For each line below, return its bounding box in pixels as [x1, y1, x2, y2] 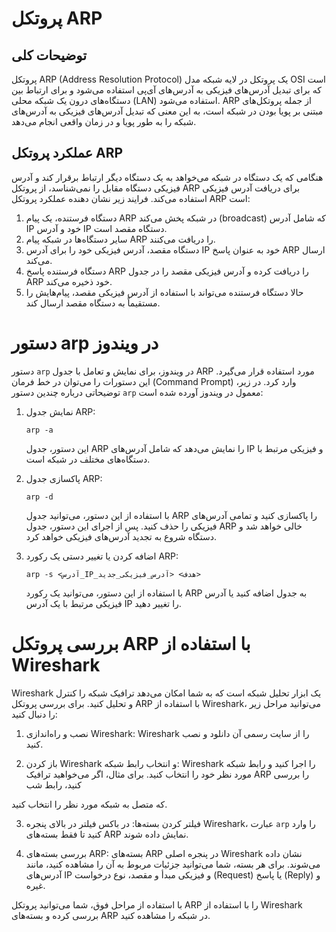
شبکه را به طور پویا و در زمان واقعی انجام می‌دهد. [11, 116, 197, 127]
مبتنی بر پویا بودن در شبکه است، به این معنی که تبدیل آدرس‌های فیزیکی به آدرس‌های [11, 105, 324, 117]
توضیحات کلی [11, 47, 88, 64]
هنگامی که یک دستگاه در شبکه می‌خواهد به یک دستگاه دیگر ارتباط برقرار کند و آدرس [11, 171, 324, 183]
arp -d [25, 492, 54, 502]
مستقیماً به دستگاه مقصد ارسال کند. [25, 297, 161, 309]
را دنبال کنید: [11, 708, 58, 720]
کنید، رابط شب [25, 778, 82, 791]
